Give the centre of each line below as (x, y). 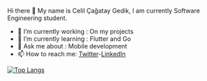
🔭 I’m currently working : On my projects (76, 31)
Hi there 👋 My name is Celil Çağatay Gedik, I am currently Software (104, 11)
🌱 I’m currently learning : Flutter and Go (74, 39)
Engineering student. (37, 18)
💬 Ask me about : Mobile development (72, 46)
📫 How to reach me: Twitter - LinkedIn (71, 54)
